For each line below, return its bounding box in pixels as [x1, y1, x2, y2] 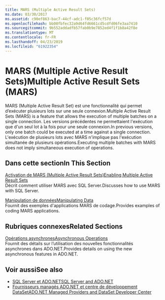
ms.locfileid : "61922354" [5, 44, 58, 49]
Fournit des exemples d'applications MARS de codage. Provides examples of [5, 203, 160, 209]
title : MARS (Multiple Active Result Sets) [5, 7, 96, 12]
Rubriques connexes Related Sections [5, 222, 123, 230]
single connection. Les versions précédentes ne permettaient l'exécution [5, 118, 153, 124]
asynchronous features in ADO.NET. [5, 251, 78, 257]
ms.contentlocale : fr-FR [5, 35, 56, 40]
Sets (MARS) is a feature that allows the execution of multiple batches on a [5, 113, 157, 119]
